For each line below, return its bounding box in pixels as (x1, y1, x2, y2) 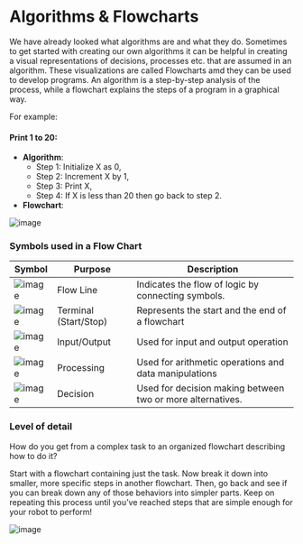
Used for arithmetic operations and (136, 356, 285, 369)
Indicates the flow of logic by (136, 278, 260, 290)
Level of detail (9, 420, 73, 433)
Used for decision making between (136, 382, 285, 394)
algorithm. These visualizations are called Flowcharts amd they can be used (9, 65, 291, 76)
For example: (9, 111, 59, 122)
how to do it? (9, 450, 58, 461)
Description (187, 263, 239, 276)
